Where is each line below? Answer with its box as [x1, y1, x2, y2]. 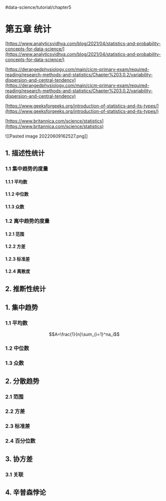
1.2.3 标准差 [5, 256, 30, 262]
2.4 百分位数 [5, 437, 36, 445]
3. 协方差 [5, 455, 33, 463]
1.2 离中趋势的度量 [5, 217, 50, 224]
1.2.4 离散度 [5, 268, 30, 274]
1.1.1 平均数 [5, 178, 28, 184]
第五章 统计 [5, 24, 52, 35]
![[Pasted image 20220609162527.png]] [5, 133, 88, 139]
